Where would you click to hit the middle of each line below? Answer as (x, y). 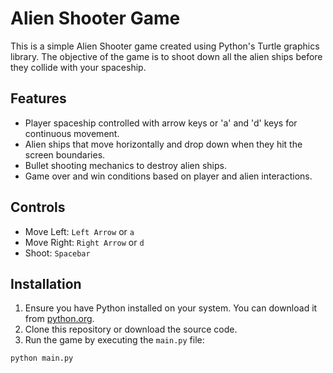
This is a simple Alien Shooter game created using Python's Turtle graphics (165, 46)
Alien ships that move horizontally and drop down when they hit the (163, 144)
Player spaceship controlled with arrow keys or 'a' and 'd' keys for (161, 123)
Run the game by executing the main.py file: (114, 340)
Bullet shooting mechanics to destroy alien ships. (125, 165)
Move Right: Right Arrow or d (84, 242)
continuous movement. (72, 133)
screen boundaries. (65, 154)
